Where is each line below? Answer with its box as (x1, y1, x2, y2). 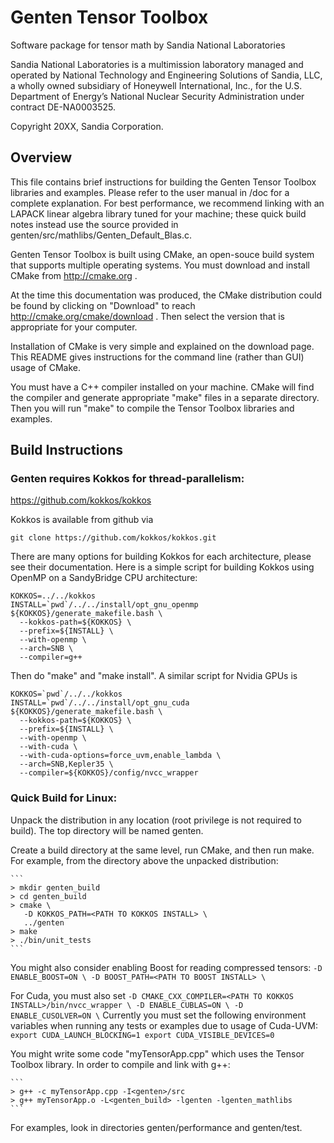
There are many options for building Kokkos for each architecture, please (10, 551, 312, 563)
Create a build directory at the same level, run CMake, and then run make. (10, 844, 315, 856)
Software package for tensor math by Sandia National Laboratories (10, 39, 286, 51)
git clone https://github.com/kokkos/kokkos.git (10, 533, 217, 543)
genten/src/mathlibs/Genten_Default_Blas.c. (10, 229, 193, 241)
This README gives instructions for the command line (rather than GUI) (10, 351, 305, 363)
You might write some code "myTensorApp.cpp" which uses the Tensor (10, 1047, 305, 1060)
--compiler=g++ (19, 652, 83, 663)
